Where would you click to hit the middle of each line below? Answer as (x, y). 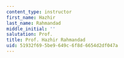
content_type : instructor (39, 12)
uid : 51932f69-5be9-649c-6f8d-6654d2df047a (62, 46)
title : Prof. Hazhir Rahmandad (46, 40)
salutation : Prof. (29, 34)
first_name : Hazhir (31, 18)
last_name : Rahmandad (34, 23)
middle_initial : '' (31, 29)
